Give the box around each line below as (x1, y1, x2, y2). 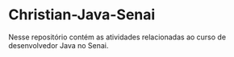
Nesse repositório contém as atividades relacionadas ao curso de (8, 32, 227, 42)
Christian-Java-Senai (8, 6, 156, 24)
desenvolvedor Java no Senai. (8, 40, 109, 50)
